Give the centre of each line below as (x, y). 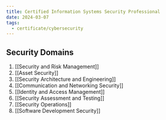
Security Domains (40, 52)
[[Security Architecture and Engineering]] (65, 79)
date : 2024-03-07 (28, 17)
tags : (13, 23)
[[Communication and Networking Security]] (69, 86)
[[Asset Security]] (36, 73)
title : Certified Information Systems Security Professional (83, 12)
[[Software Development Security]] (58, 111)
